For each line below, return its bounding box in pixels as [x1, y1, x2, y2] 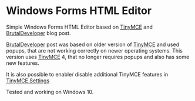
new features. [6, 60, 39, 67]
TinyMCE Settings [6, 77, 50, 84]
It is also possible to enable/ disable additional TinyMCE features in [6, 71, 169, 78]
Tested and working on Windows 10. [6, 88, 94, 95]
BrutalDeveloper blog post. [6, 29, 71, 36]
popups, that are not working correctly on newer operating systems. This [6, 47, 183, 54]
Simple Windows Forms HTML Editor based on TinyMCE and [6, 23, 153, 30]
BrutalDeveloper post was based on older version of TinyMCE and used [6, 41, 180, 48]
